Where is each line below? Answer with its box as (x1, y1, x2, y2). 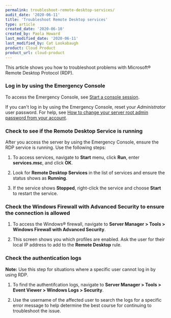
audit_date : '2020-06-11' (5, 12, 60, 17)
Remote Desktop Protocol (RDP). (5, 69, 74, 76)
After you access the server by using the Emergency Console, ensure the (5, 139, 159, 145)
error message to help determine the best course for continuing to (12, 302, 152, 308)
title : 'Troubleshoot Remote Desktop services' (5, 17, 108, 22)
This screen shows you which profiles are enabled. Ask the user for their (12, 236, 165, 242)
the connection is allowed (5, 210, 70, 217)
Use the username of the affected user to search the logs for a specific (12, 297, 162, 303)
